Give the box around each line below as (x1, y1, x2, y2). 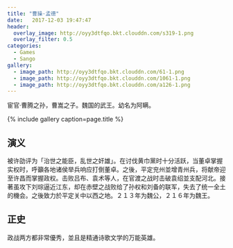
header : (7, 23, 30, 30)
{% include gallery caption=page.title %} (7, 115, 123, 124)
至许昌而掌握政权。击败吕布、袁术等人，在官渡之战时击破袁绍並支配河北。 (7, 174, 220, 183)
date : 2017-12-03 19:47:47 (7, 17, 92, 24)
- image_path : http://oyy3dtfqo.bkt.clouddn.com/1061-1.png (13, 74, 191, 82)
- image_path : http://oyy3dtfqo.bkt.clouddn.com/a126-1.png (13, 81, 191, 88)
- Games (13, 49, 36, 56)
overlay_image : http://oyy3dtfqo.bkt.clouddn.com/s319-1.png (13, 29, 194, 37)
